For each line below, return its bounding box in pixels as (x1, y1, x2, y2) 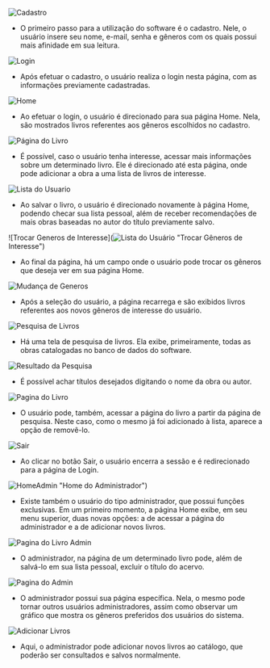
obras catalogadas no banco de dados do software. (19, 346, 192, 355)
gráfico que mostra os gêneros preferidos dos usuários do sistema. (19, 611, 244, 620)
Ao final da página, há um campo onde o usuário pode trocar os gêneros (19, 257, 262, 267)
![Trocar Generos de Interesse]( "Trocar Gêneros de (8, 233, 243, 242)
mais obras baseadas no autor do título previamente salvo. (19, 217, 215, 226)
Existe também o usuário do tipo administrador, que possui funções (19, 497, 245, 506)
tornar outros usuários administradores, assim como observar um (19, 602, 238, 611)
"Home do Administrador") (59, 481, 147, 490)
